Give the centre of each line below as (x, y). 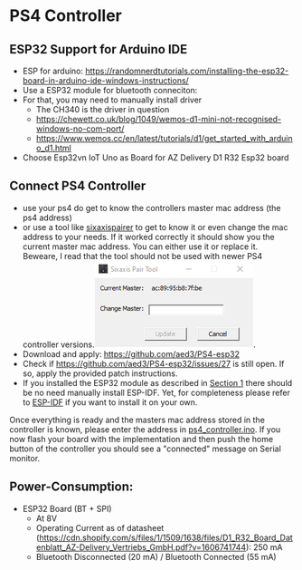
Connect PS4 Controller (78, 186)
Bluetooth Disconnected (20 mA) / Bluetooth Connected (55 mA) (156, 556)
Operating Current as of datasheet (100, 527)
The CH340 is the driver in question (103, 109)
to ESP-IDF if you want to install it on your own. (110, 402)
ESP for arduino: (53, 71)
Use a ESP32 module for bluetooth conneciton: (110, 90)
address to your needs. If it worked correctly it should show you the (148, 237)
